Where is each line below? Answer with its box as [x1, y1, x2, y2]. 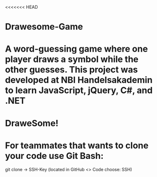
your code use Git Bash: [5, 150, 104, 161]
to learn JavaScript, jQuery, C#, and [5, 85, 153, 96]
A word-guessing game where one [5, 43, 148, 55]
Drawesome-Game [5, 21, 83, 32]
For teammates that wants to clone [5, 140, 149, 151]
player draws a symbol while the [5, 54, 139, 65]
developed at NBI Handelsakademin [5, 75, 153, 86]
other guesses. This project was [5, 64, 138, 75]
